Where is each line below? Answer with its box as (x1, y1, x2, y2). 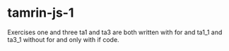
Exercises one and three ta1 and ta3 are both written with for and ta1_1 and (7, 28, 223, 36)
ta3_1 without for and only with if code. (7, 35, 119, 43)
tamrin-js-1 (7, 5, 74, 21)
